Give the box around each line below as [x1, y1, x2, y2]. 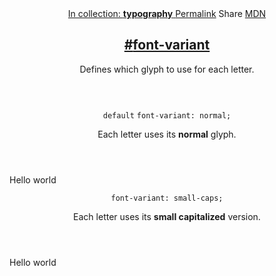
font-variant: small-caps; [110, 193, 224, 203]
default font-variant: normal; [102, 110, 232, 121]
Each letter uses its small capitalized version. [73, 210, 261, 222]
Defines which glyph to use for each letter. [79, 63, 255, 75]
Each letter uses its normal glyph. [97, 128, 237, 140]
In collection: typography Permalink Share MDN [67, 8, 267, 19]
